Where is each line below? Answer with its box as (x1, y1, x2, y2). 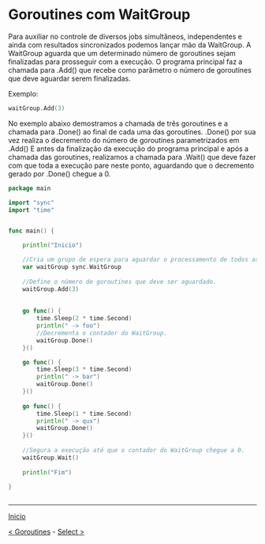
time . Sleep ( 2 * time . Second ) (36, 315, 132, 323)
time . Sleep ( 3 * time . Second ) (36, 365, 132, 373)
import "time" (8, 206, 55, 214)
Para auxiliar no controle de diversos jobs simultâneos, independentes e (8, 32, 243, 41)
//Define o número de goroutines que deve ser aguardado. (22, 278, 217, 285)
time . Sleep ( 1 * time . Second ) (36, 410, 132, 417)
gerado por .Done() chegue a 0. (8, 168, 111, 179)
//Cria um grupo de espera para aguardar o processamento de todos (22, 255, 248, 264)
